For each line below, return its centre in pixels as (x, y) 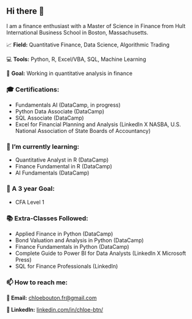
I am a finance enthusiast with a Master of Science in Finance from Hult (96, 26)
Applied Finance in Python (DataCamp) (64, 234)
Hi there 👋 (25, 11)
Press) (23, 260)
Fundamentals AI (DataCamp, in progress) (68, 105)
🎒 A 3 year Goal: (30, 188)
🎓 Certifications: (33, 89)
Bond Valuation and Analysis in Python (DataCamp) (80, 240)
